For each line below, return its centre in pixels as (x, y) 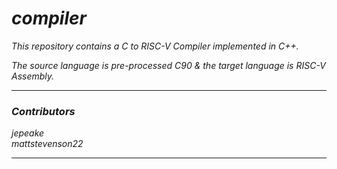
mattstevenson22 (47, 144)
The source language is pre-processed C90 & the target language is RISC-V (168, 65)
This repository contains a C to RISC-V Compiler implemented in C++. (155, 46)
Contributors (43, 111)
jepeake (28, 133)
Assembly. (33, 76)
